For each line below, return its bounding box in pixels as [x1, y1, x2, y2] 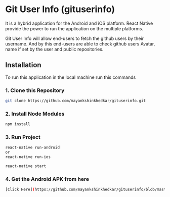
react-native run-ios [5, 155, 51, 160]
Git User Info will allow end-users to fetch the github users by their [5, 35, 144, 41]
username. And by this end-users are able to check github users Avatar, [5, 40, 155, 46]
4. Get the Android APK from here [5, 175, 90, 182]
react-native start [5, 164, 47, 169]
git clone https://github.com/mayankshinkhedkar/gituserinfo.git [5, 98, 146, 104]
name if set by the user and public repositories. [5, 46, 104, 52]
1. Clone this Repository [5, 87, 65, 94]
